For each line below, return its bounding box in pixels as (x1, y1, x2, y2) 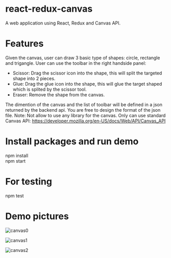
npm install (5, 152, 29, 159)
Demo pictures (5, 210, 69, 222)
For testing (5, 176, 53, 187)
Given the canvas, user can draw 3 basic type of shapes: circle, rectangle (5, 55, 160, 61)
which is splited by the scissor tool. (12, 86, 87, 92)
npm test (5, 192, 24, 199)
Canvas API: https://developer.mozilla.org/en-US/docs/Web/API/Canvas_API (5, 118, 166, 124)
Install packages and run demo (5, 136, 139, 147)
